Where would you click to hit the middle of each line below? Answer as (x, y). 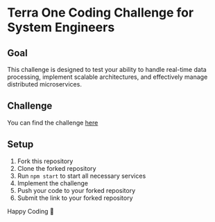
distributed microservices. (44, 84)
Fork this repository (45, 161)
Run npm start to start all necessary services (81, 176)
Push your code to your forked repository (76, 190)
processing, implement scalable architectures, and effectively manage (108, 77)
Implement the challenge (53, 183)
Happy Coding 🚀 (31, 211)
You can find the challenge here (53, 122)
